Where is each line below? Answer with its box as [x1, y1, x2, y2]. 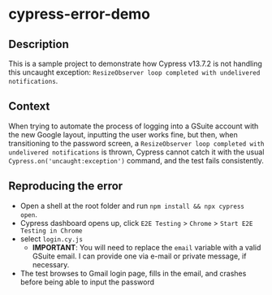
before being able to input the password [19, 277, 155, 287]
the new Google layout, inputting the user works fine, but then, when [8, 129, 238, 139]
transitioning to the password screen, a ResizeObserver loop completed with [8, 138, 266, 148]
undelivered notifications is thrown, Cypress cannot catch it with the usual [8, 147, 265, 157]
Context [8, 99, 50, 114]
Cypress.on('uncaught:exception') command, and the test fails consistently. [8, 155, 264, 165]
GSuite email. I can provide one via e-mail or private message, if [32, 251, 247, 261]
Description [8, 37, 69, 51]
